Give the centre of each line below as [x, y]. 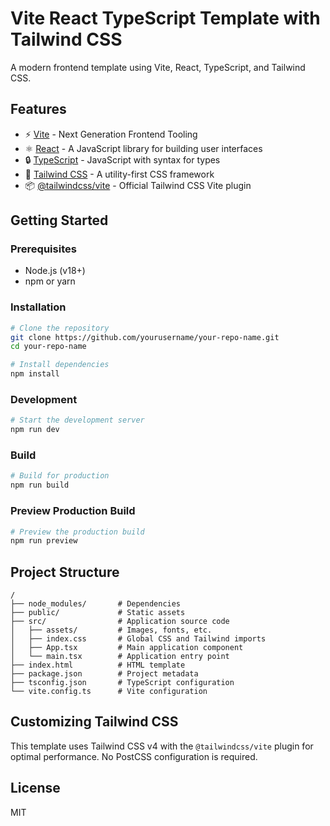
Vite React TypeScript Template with [165, 18]
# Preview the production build [77, 532]
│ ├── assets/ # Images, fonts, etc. [111, 630]
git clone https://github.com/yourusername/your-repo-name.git [145, 337]
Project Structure [65, 572]
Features [38, 109]
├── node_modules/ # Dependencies [96, 604]
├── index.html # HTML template [98, 665]
